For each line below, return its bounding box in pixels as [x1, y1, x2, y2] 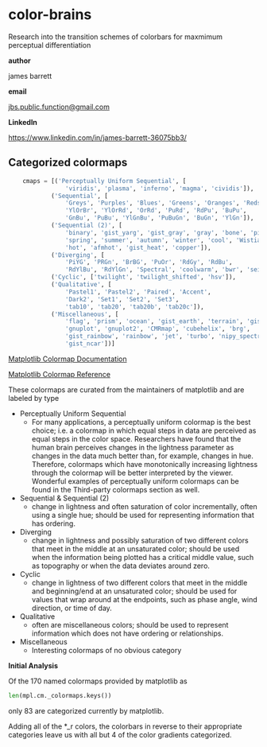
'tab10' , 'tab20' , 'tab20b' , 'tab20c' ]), [64, 302, 204, 311]
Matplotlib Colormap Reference [8, 369, 111, 379]
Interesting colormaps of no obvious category [31, 645, 182, 655]
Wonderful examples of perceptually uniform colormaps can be [31, 476, 240, 486]
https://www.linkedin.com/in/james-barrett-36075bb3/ [8, 133, 187, 142]
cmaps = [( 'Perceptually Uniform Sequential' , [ [22, 177, 187, 185]
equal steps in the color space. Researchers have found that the [31, 434, 242, 443]
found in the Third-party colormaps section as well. [31, 484, 200, 494]
